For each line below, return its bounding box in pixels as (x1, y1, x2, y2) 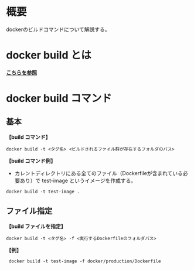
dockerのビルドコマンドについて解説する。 (6, 26, 110, 33)
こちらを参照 (6, 69, 37, 76)
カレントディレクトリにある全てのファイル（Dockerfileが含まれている (14, 169, 183, 176)
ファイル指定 (6, 206, 53, 216)
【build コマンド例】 (6, 157, 56, 164)
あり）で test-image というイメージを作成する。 (19, 177, 137, 184)
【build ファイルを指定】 (6, 223, 66, 230)
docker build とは (6, 49, 92, 62)
